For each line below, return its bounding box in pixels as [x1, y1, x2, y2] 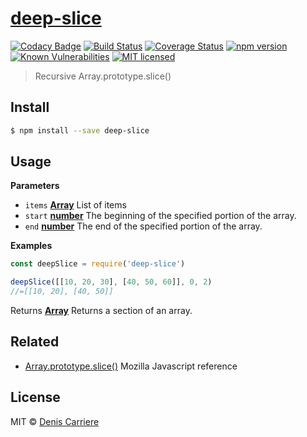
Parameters [10, 180, 60, 192]
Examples [10, 240, 53, 252]
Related [10, 333, 60, 351]
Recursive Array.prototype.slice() [34, 70, 172, 82]
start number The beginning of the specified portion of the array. [24, 210, 297, 222]
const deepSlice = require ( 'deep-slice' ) [10, 259, 186, 269]
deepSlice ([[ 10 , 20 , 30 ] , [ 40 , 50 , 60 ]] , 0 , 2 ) [10, 277, 213, 287]
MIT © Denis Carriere [10, 415, 100, 427]
